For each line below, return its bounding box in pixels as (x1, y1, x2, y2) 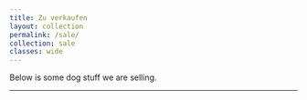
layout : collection (9, 22, 84, 31)
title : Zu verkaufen (9, 13, 89, 23)
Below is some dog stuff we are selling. (9, 72, 157, 83)
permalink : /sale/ (9, 30, 79, 39)
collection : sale (9, 38, 76, 48)
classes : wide (9, 47, 64, 56)
